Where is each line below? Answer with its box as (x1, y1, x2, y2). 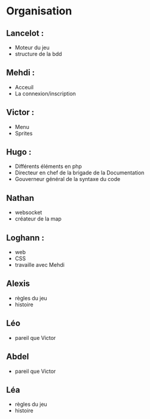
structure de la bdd (14, 50, 62, 58)
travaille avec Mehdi (14, 261, 65, 269)
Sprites (14, 129, 33, 137)
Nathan (6, 193, 35, 203)
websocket (14, 209, 42, 216)
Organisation (6, 4, 72, 18)
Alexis (6, 279, 30, 289)
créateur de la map (14, 215, 62, 222)
